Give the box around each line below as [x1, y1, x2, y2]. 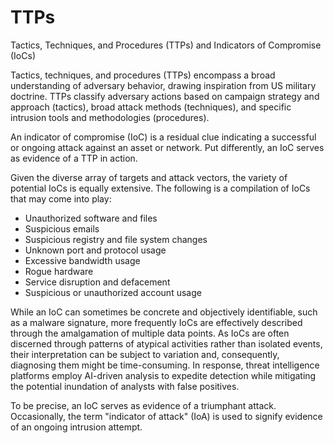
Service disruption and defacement [24, 276, 171, 288]
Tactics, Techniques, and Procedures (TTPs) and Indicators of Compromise [10, 39, 322, 51]
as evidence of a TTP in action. [10, 152, 138, 164]
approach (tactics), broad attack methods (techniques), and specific [10, 101, 292, 113]
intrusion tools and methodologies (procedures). [10, 111, 210, 123]
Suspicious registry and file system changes [24, 233, 208, 245]
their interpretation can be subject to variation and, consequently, [10, 348, 280, 360]
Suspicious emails [24, 222, 100, 235]
